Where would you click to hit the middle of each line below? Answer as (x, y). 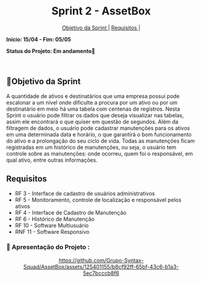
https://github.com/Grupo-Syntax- (101, 260)
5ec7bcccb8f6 (101, 273)
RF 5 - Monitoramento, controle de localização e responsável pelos (98, 200)
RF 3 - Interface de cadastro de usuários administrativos (85, 193)
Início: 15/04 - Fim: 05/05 (39, 39)
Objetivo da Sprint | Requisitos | (101, 28)
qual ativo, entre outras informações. (52, 160)
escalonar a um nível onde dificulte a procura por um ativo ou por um (92, 102)
